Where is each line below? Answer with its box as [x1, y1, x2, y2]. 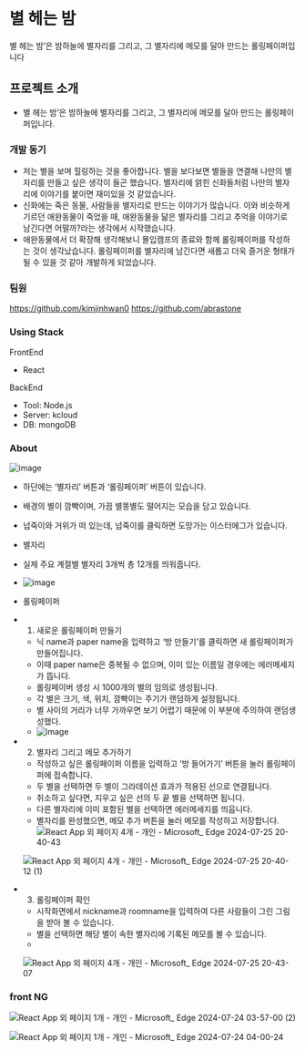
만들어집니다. [36, 647, 84, 658]
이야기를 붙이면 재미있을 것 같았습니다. [39, 189, 177, 200]
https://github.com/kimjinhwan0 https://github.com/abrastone [9, 303, 242, 314]
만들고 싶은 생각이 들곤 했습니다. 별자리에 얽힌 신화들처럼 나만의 [46, 177, 273, 188]
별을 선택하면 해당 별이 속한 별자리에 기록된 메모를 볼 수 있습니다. [36, 928, 267, 939]
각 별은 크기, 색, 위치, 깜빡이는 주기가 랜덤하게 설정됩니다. [36, 693, 240, 704]
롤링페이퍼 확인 [36, 894, 91, 905]
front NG [9, 990, 48, 1003]
